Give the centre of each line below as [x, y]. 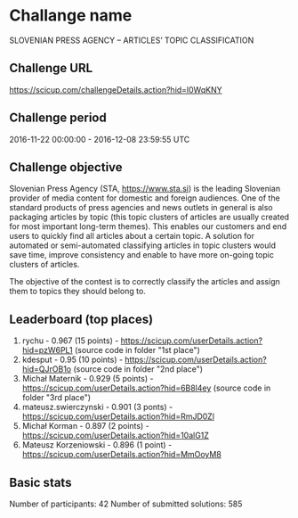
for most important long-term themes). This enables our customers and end [148, 226]
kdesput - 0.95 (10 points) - [72, 360]
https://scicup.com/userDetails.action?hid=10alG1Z [115, 436]
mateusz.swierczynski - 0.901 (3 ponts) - [97, 407]
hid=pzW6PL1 [47, 350]
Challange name [71, 16]
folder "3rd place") [56, 398]
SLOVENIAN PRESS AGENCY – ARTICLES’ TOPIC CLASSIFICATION [132, 40]
